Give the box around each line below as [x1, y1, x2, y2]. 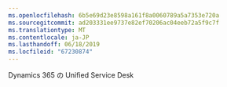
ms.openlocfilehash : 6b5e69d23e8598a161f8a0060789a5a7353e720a [8, 11, 220, 20]
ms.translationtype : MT [8, 26, 86, 34]
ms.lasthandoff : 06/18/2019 [8, 41, 101, 49]
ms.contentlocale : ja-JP [8, 33, 90, 42]
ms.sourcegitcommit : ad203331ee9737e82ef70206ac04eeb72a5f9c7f [8, 19, 220, 27]
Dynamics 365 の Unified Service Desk [8, 71, 134, 79]
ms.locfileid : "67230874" [8, 48, 93, 56]
